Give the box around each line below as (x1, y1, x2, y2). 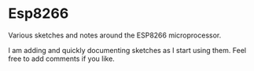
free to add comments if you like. (8, 54, 116, 63)
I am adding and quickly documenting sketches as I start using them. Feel (8, 45, 246, 55)
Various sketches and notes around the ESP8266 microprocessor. (8, 30, 222, 40)
